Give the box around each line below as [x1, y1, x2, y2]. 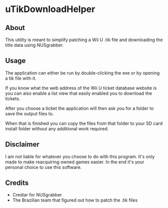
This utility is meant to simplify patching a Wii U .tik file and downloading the [5, 37, 163, 43]
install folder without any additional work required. [5, 125, 109, 131]
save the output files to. [5, 110, 54, 116]
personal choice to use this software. [5, 164, 82, 170]
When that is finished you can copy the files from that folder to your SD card [5, 120, 163, 126]
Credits [5, 179, 29, 187]
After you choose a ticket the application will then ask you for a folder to [5, 105, 154, 111]
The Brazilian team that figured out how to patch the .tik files [12, 197, 138, 203]
